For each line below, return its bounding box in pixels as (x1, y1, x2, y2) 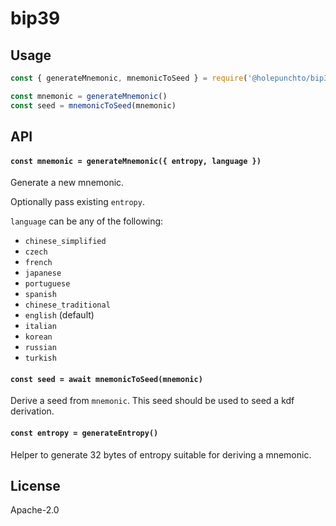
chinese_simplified (24, 237, 107, 247)
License (10, 478, 61, 495)
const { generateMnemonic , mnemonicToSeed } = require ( (10, 73, 248, 83)
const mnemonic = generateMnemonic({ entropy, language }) (10, 156, 262, 166)
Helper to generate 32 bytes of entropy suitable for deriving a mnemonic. (10, 448, 312, 461)
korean (24, 332, 53, 342)
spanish (24, 290, 57, 300)
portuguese (24, 279, 71, 289)
